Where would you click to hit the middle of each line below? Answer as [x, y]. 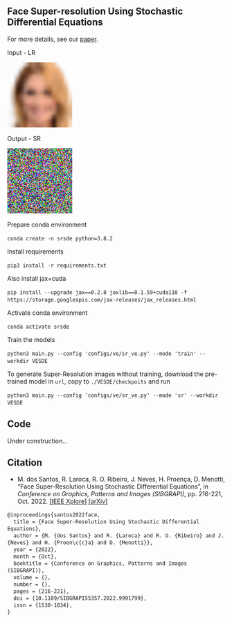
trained [17, 381]
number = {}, [32, 584]
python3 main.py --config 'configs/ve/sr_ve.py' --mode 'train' [102, 354]
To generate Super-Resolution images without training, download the [106, 374]
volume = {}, [32, 578]
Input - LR [21, 52]
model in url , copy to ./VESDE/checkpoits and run [100, 381]
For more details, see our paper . [53, 39]
